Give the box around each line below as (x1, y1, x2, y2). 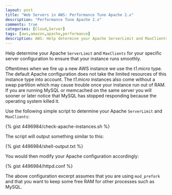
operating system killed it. (5, 98, 60, 104)
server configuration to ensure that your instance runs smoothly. (5, 55, 141, 61)
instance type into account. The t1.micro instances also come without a (5, 76, 155, 82)
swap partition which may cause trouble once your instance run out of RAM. (5, 81, 166, 88)
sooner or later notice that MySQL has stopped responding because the (5, 93, 157, 99)
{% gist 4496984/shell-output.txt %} (5, 143, 83, 149)
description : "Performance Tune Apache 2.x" (5, 17, 102, 22)
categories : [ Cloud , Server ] (5, 27, 66, 32)
